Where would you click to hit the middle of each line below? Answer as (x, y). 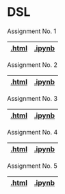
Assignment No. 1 (32, 31)
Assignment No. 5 (32, 166)
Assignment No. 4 (32, 132)
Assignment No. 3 (32, 98)
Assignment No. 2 (32, 65)
